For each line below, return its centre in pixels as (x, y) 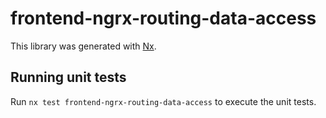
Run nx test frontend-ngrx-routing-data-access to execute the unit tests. (163, 101)
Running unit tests (68, 77)
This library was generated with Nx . (83, 46)
